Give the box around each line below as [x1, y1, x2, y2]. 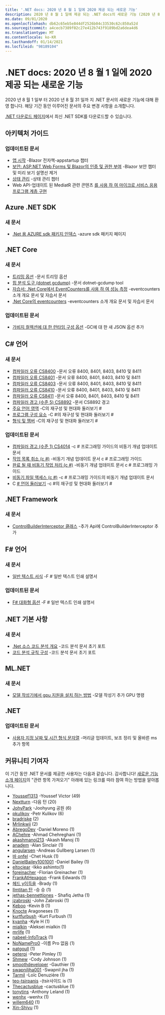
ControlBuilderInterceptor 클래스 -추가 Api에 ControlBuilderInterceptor [12, 523, 154, 529]
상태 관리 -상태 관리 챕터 [12, 176, 59, 182]
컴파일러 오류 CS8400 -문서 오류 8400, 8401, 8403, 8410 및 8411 [12, 368, 142, 374]
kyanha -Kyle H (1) [12, 918, 50, 924]
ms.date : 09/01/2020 [5, 16, 48, 21]
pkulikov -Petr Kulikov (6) [12, 811, 64, 817]
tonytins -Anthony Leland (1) [12, 989, 70, 995]
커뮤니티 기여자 [5, 757, 49, 765]
